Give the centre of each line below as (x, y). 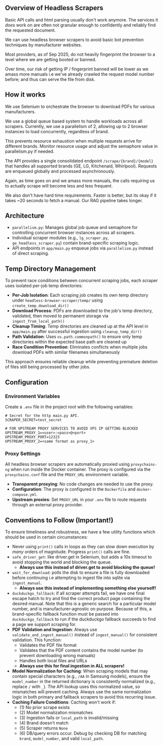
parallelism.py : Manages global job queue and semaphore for (75, 228)
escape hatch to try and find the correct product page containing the (81, 599)
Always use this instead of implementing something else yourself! (88, 588)
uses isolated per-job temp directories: (44, 286)
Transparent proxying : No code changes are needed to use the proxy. (83, 484)
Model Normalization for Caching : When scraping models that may (80, 671)
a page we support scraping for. (44, 624)
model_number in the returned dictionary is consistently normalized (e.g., (84, 682)
